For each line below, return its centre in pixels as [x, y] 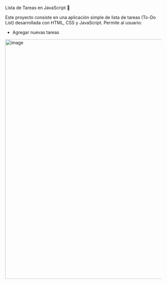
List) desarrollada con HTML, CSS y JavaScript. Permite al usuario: [74, 23]
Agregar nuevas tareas [36, 32]
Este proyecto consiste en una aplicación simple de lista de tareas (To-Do [81, 17]
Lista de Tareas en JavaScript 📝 [38, 8]
